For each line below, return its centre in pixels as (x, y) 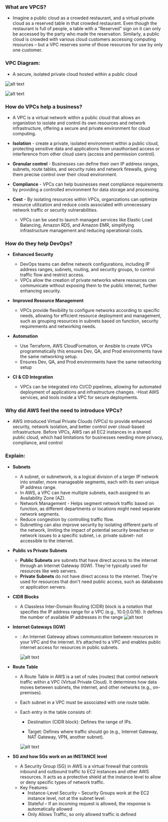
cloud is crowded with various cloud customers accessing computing (84, 39)
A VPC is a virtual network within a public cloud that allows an (76, 117)
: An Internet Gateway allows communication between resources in (89, 636)
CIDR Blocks (26, 597)
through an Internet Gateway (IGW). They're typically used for (84, 565)
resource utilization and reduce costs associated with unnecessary (81, 204)
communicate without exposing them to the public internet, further (89, 286)
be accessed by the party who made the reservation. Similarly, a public (86, 34)
